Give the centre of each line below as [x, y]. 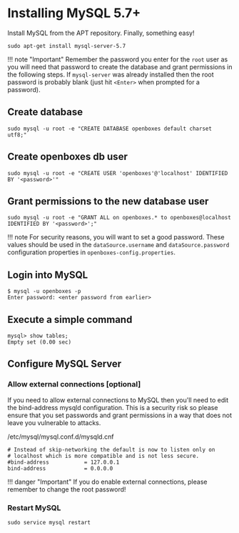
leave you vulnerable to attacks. [54, 422]
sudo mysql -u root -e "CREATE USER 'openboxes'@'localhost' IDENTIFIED [118, 173]
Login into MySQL [48, 275]
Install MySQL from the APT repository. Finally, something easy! [101, 33]
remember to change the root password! [67, 489]
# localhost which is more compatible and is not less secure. [103, 456]
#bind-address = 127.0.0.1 [63, 462]
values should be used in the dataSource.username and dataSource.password [118, 245]
